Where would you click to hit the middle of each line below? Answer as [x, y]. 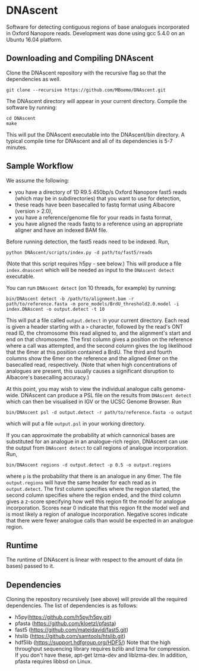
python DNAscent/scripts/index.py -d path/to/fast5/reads [79, 252]
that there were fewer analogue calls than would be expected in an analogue [100, 520]
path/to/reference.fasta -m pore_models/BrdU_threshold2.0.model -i [93, 304]
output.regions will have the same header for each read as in [81, 482]
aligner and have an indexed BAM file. [61, 230]
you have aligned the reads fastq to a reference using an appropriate [99, 224]
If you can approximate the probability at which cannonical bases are [91, 435]
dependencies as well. [34, 79]
